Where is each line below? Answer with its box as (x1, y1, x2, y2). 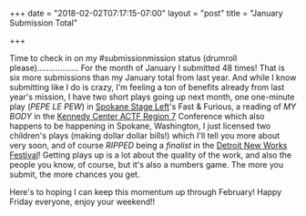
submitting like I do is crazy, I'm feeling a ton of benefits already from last (9, 82, 285, 92)
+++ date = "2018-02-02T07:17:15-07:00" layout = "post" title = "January (9, 8, 284, 18)
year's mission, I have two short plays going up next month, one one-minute (9, 91, 295, 102)
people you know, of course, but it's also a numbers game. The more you (9, 159, 284, 170)
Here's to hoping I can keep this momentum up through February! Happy (9, 187, 282, 197)
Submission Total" (9, 17, 78, 28)
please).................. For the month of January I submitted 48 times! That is (9, 63, 285, 73)
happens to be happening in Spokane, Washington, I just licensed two (9, 120, 271, 131)
